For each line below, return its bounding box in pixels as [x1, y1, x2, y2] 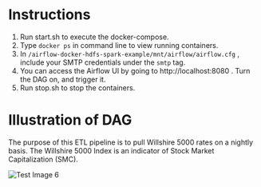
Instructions [8, 6, 91, 24]
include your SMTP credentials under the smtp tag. [19, 58, 186, 67]
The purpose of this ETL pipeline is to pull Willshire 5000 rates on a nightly [8, 137, 254, 147]
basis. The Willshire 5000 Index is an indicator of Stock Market [8, 145, 215, 155]
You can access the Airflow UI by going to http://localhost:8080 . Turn [19, 66, 251, 75]
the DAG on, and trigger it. [19, 74, 106, 84]
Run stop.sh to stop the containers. [19, 82, 136, 93]
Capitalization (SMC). [8, 154, 78, 164]
